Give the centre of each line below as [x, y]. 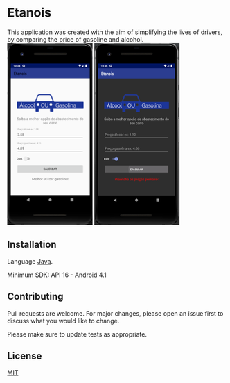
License [25, 356]
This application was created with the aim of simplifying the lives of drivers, [115, 32]
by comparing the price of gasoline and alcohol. [76, 39]
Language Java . [30, 261]
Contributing [35, 297]
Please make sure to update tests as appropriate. [77, 334]
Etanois [29, 13]
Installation [32, 245]
